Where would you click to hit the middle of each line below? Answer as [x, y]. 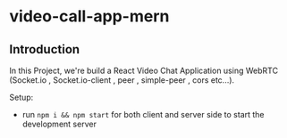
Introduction [45, 49]
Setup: [21, 97]
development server [59, 124]
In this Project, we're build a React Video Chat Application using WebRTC [144, 70]
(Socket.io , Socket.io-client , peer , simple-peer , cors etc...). [122, 80]
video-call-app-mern [89, 16]
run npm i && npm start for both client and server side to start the [143, 114]
